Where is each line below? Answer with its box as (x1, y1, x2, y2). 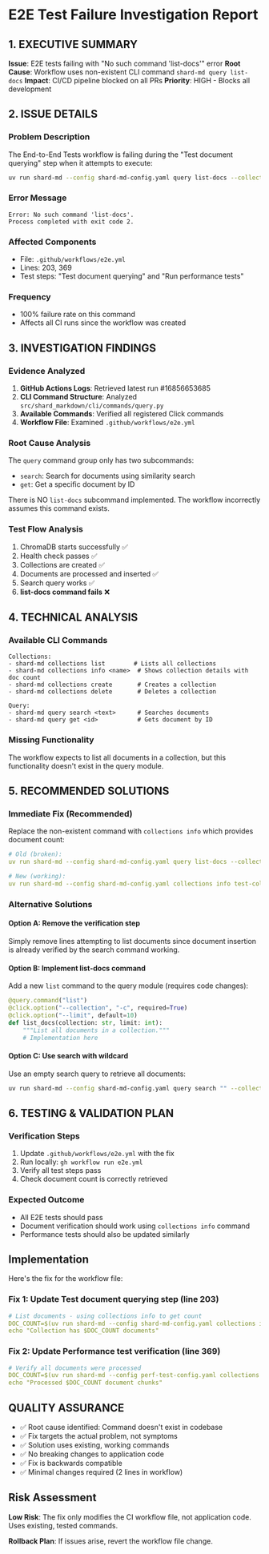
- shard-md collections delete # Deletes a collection (8, 688, 217, 696)
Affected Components (8, 236, 97, 247)
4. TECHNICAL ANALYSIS (8, 611, 139, 624)
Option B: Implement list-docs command (8, 963, 147, 973)
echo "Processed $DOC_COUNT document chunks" (8, 1379, 163, 1387)
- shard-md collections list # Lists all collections (8, 660, 217, 668)
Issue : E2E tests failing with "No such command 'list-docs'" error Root (8, 58, 241, 68)
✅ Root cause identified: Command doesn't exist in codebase (19, 1423, 223, 1432)
